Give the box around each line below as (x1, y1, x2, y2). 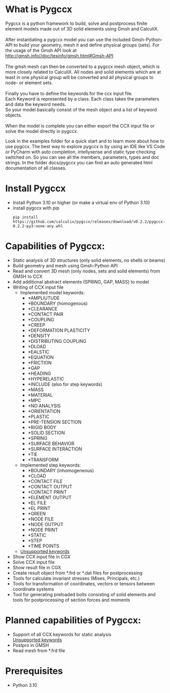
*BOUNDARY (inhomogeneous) (27, 467, 94, 473)
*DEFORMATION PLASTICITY (27, 327, 90, 333)
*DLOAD (27, 343, 47, 350)
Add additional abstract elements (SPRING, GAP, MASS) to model (12, 279, 149, 285)
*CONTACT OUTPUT (27, 483, 73, 490)
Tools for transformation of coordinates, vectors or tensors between (12, 580, 155, 586)
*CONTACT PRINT (27, 489, 67, 495)
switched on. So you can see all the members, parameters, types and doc (5, 154, 159, 160)
